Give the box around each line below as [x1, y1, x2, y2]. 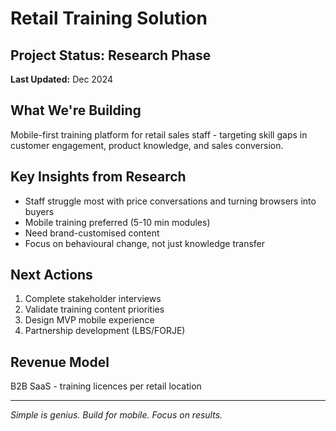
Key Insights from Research [10, 168, 187, 186]
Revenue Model [10, 353, 110, 371]
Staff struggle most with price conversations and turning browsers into [24, 195, 317, 207]
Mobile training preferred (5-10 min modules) [24, 216, 211, 228]
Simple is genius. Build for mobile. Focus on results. [10, 409, 223, 421]
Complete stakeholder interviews [24, 293, 162, 305]
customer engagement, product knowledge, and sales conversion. [10, 139, 284, 151]
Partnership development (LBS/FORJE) [24, 325, 186, 337]
